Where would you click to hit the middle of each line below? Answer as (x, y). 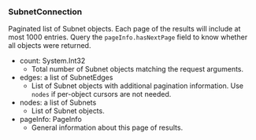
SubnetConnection (45, 12)
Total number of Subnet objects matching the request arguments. (137, 69)
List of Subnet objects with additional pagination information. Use (137, 86)
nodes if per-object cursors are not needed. (101, 94)
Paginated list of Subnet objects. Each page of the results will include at (124, 29)
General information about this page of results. (107, 127)
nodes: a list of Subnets (58, 103)
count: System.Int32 (52, 61)
